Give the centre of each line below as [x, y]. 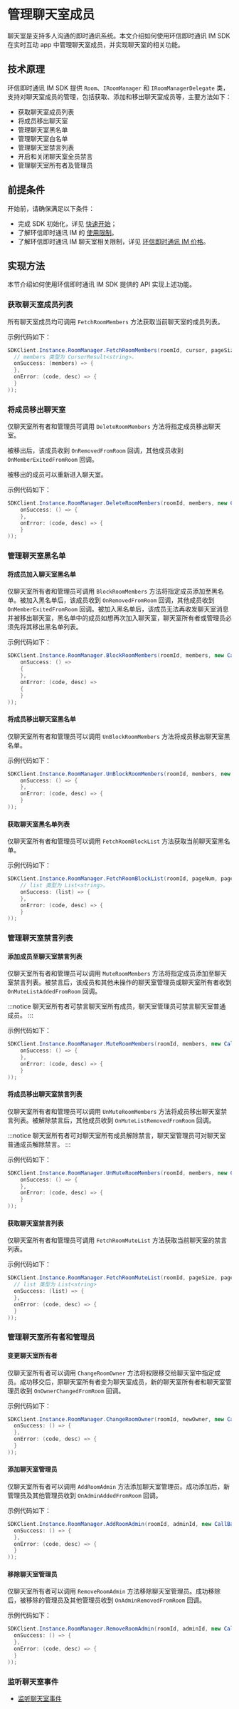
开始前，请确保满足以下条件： [51, 208]
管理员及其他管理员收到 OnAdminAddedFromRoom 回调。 [85, 1495]
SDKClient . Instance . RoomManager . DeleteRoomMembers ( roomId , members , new [117, 503]
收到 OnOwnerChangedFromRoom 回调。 [72, 1390]
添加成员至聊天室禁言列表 [45, 956]
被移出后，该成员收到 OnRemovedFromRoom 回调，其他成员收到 [95, 450]
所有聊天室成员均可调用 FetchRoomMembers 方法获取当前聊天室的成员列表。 [116, 321]
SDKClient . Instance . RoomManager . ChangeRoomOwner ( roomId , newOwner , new [116, 1419]
